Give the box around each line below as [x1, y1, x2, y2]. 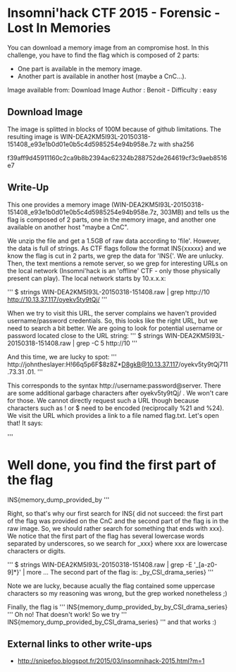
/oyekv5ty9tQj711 [178, 360, 228, 368]
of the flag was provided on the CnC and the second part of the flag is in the [7, 517, 229, 525]
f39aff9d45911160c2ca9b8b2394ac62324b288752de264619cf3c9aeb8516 [7, 153, 228, 162]
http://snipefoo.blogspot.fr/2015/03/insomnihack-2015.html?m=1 [17, 656, 205, 665]
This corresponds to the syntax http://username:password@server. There [7, 381, 221, 390]
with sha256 [158, 140, 194, 148]
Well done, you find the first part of [7, 457, 216, 473]
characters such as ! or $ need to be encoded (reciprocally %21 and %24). [7, 404, 224, 412]
